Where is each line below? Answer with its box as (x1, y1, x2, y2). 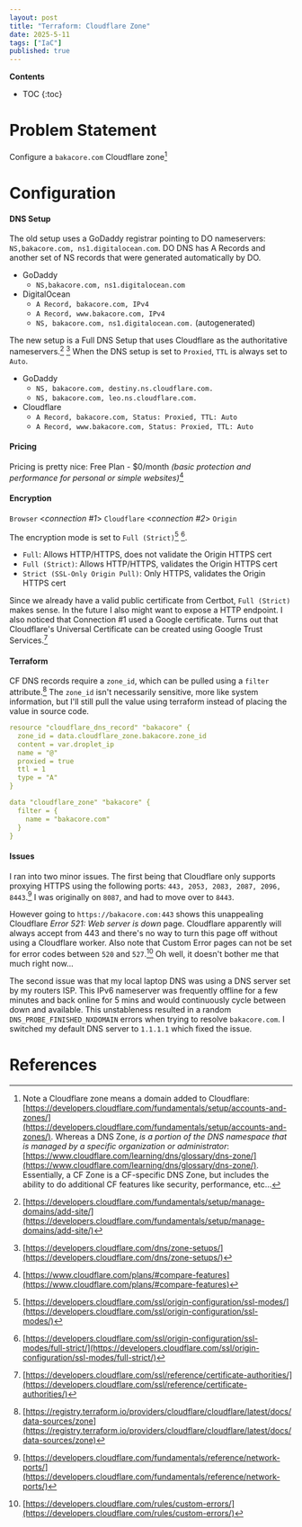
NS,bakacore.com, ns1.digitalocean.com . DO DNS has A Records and (9, 243, 266, 254)
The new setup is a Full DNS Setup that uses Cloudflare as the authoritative (9, 335, 288, 346)
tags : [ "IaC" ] (9, 38, 63, 48)
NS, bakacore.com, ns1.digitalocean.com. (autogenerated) (35, 317, 256, 328)
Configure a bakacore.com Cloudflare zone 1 (9, 150, 168, 162)
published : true (9, 47, 70, 56)
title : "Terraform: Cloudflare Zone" (9, 22, 151, 31)
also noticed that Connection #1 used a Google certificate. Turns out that (9, 614, 279, 625)
